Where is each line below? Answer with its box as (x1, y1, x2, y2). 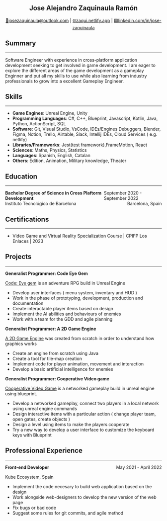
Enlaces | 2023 (12, 238, 44, 244)
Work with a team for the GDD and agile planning (12, 316, 113, 322)
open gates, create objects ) (12, 416, 71, 422)
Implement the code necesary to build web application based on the (12, 483, 152, 489)
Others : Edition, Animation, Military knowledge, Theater (12, 158, 127, 164)
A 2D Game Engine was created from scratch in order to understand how (5, 335, 155, 341)
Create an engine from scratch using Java (12, 350, 98, 356)
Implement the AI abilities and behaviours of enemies (12, 311, 121, 317)
